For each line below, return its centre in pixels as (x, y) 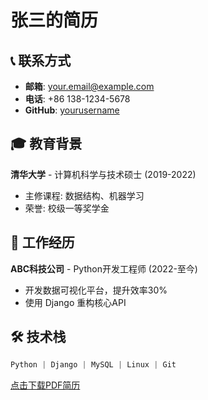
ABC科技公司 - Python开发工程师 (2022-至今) (104, 268)
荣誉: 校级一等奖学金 (67, 208)
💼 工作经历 (42, 242)
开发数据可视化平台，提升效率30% (96, 290)
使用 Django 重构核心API (75, 302)
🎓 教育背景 (46, 144)
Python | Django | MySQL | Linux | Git (93, 365)
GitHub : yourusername (72, 110)
